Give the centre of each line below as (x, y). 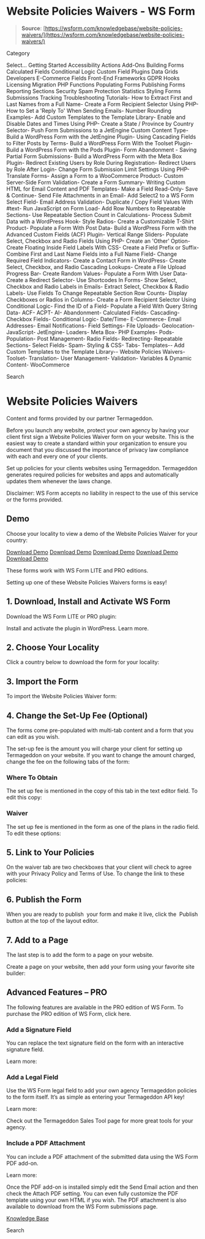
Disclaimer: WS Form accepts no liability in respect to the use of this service (102, 493)
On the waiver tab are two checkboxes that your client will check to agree (99, 867)
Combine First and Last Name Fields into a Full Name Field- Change (92, 254)
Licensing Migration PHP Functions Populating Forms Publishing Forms (96, 85)
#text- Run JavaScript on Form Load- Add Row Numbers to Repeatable (96, 208)
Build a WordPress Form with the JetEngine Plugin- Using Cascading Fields (101, 137)
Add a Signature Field (39, 1029)
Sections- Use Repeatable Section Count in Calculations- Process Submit (99, 215)
